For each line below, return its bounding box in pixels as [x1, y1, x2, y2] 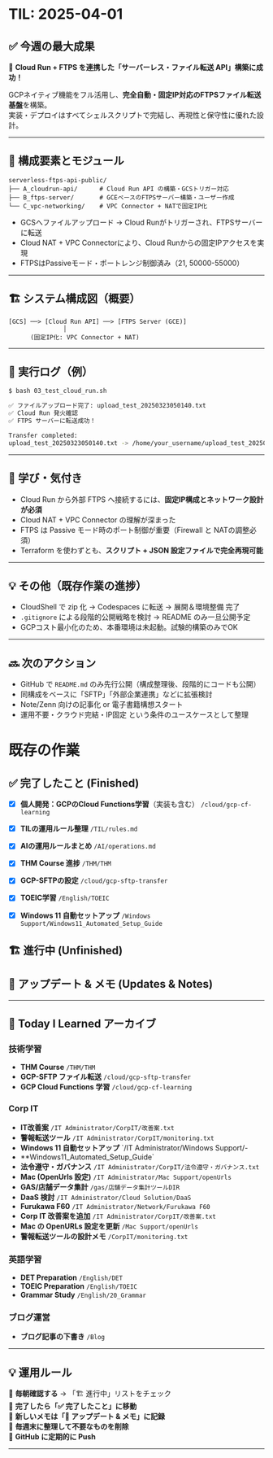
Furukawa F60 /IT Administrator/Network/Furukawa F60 [19, 1201, 210, 1211]
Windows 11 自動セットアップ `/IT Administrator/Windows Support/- [19, 1142, 249, 1152]
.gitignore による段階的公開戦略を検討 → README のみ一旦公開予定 [19, 612, 251, 622]
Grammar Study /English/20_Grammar [19, 1290, 147, 1300]
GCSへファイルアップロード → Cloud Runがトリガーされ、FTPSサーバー [19, 217, 263, 227]
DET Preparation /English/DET [19, 1272, 123, 1282]
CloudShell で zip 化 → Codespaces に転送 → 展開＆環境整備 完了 [19, 602, 240, 612]
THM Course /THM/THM [19, 1063, 96, 1072]
